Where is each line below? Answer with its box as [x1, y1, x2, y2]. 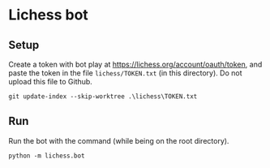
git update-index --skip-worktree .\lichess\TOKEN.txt [8, 93, 198, 101]
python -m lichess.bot [8, 152, 85, 160]
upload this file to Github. [8, 77, 93, 86]
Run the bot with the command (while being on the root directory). [8, 136, 229, 145]
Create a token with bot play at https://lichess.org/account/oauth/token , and [8, 59, 263, 69]
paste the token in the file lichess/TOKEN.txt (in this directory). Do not [8, 68, 242, 78]
